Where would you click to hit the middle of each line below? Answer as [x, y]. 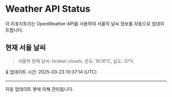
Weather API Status [48, 9]
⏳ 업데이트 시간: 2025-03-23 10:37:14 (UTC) [51, 71]
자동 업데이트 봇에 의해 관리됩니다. [39, 89]
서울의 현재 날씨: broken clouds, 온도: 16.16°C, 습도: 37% [76, 61]
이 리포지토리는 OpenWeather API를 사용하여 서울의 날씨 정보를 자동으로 [78, 23]
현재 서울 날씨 [26, 48]
